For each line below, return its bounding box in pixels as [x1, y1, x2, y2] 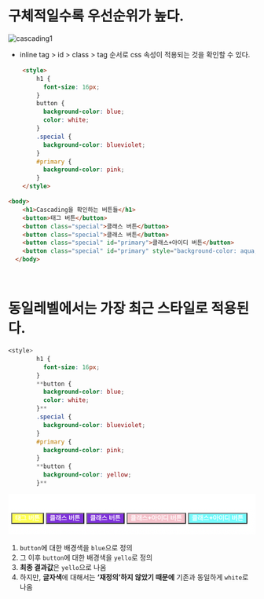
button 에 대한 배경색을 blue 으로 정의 [19, 542, 133, 552]
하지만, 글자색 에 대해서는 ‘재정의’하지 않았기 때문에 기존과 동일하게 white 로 [19, 572, 249, 582]
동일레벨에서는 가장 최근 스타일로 [8, 300, 208, 318]
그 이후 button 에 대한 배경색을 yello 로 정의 [19, 553, 153, 562]
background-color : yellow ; [42, 471, 132, 479]
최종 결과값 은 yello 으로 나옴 [19, 562, 107, 572]
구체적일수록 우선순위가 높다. [8, 7, 185, 25]
